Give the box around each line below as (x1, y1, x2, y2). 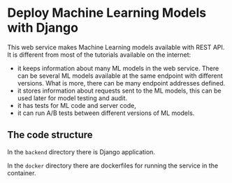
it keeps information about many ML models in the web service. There (17, 64, 219, 72)
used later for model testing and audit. (17, 93, 128, 102)
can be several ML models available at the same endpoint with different (17, 72, 224, 80)
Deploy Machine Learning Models (7, 5, 207, 21)
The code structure (7, 129, 93, 141)
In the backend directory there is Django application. (7, 147, 156, 156)
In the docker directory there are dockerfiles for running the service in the (7, 161, 219, 170)
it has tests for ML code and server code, (17, 101, 136, 109)
